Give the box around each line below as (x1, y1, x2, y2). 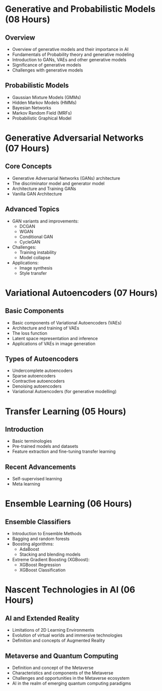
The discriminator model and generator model (12, 180, 105, 186)
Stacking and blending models (19, 551, 81, 557)
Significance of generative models (12, 62, 81, 68)
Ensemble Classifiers (5, 518, 71, 526)
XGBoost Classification (19, 567, 66, 573)
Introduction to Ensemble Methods (12, 531, 82, 537)
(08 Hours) (5, 14, 50, 25)
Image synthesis (19, 265, 53, 271)
